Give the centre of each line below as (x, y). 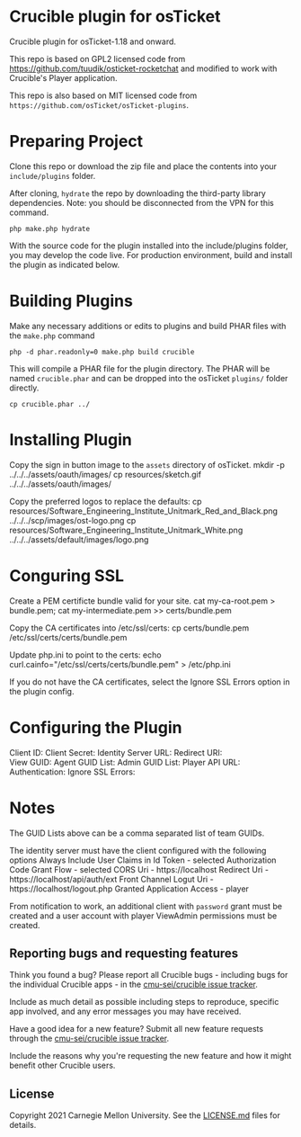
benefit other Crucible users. (62, 1065)
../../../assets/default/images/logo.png (79, 539)
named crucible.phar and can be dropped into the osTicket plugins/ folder (149, 378)
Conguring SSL (66, 575)
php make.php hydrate (50, 228)
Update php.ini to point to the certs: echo (85, 655)
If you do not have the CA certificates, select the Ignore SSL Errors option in (150, 682)
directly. (24, 388)
